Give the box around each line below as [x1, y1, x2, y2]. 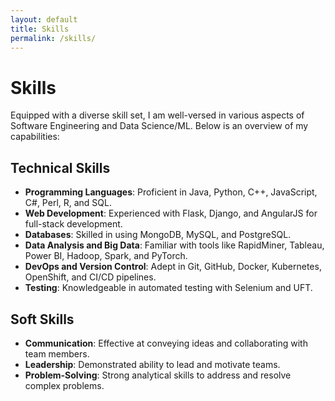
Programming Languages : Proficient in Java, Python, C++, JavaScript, [24, 186, 318, 198]
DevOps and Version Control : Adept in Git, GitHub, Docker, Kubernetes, [24, 261, 322, 273]
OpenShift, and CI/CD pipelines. [24, 271, 157, 283]
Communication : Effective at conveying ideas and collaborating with [24, 337, 308, 349]
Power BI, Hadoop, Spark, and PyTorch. [24, 250, 188, 262]
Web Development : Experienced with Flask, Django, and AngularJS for [24, 207, 318, 220]
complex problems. [24, 379, 105, 391]
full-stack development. [24, 218, 123, 230]
